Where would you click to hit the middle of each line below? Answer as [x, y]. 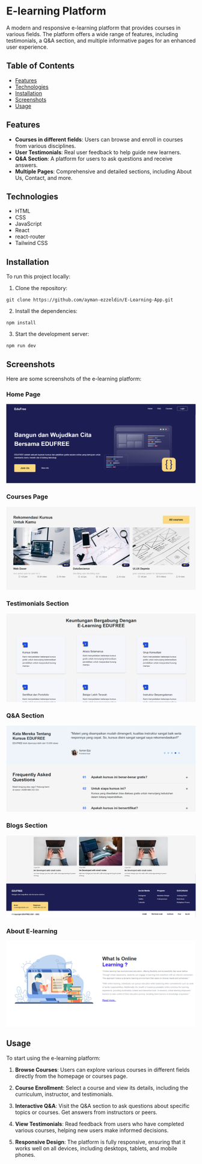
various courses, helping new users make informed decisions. [92, 1130]
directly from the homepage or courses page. [71, 1076]
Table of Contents [41, 66]
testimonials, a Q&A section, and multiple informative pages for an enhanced [101, 40]
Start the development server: [52, 334]
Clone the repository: [41, 288]
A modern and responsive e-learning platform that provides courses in [93, 28]
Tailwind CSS [31, 243]
